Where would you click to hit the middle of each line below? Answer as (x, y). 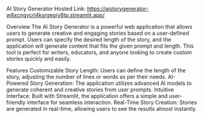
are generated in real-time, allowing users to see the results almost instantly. (101, 109)
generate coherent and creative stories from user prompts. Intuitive (90, 89)
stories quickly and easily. (39, 59)
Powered (18, 83)
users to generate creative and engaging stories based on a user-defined (98, 33)
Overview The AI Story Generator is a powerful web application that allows (99, 27)
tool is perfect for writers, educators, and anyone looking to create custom (99, 52)
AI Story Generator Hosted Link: (46, 9)
